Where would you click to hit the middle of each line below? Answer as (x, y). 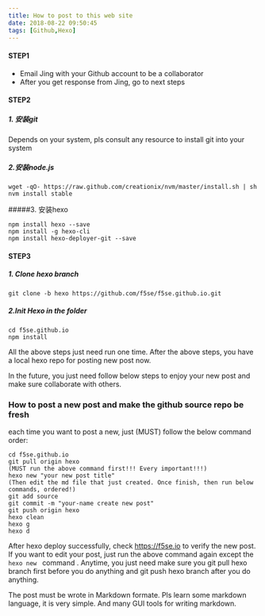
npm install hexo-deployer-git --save (72, 239)
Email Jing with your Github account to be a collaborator (111, 73)
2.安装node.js (31, 167)
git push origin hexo (44, 510)
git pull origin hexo (44, 461)
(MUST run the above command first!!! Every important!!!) (108, 468)
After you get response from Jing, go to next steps (102, 82)
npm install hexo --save (49, 225)
